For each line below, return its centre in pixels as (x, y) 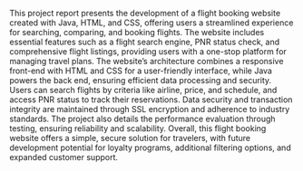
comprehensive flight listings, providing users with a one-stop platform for (148, 52)
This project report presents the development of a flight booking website (145, 13)
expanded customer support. (64, 157)
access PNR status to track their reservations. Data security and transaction (151, 100)
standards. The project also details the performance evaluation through (142, 119)
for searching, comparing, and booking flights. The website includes (137, 32)
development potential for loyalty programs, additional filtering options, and (151, 147)
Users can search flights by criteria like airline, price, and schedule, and (143, 90)
